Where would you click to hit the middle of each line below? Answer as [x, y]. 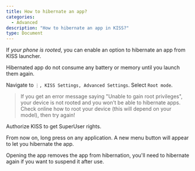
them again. [20, 74]
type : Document [25, 33]
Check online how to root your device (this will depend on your [96, 109]
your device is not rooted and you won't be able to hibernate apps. [100, 102]
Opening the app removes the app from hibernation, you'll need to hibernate [98, 155]
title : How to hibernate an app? [47, 11]
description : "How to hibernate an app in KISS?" [68, 28]
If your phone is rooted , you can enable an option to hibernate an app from [96, 50]
